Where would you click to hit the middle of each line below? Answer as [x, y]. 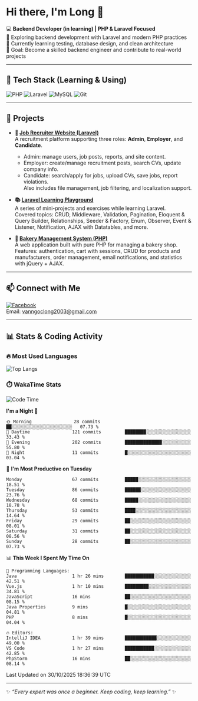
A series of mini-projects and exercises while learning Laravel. [90, 208]
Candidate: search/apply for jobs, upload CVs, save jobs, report [100, 175]
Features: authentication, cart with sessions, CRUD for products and [97, 251]
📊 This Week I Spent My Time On [48, 558]
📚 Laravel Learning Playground [54, 199]
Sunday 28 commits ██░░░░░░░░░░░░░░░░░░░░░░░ [99, 542]
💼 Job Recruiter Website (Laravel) [57, 133]
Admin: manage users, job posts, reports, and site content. [95, 156]
